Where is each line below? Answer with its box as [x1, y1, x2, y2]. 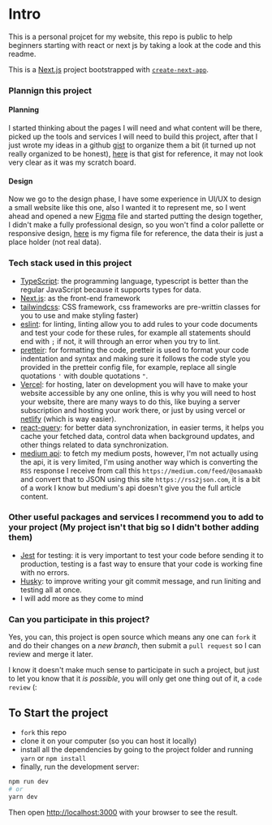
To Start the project [8, 706, 109, 720]
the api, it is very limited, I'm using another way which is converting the [19, 457, 258, 466]
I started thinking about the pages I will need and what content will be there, [8, 123, 262, 133]
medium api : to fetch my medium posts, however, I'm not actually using [19, 448, 258, 458]
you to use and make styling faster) [19, 310, 139, 320]
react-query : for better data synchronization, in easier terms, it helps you [19, 423, 265, 432]
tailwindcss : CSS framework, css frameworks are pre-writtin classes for [19, 302, 261, 312]
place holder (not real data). [8, 237, 101, 247]
